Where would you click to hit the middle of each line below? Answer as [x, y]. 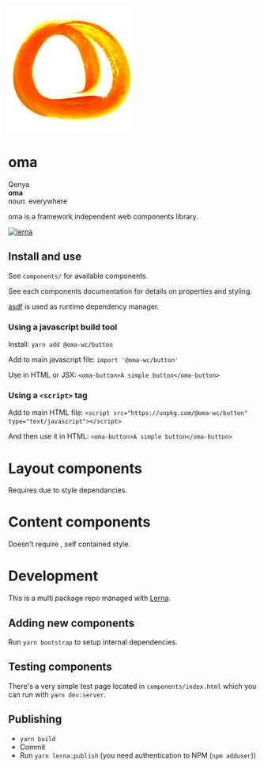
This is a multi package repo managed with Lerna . [90, 598]
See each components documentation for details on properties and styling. [130, 291]
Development [53, 576]
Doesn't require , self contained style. [69, 544]
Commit [32, 747]
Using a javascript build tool [63, 327]
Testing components [60, 667]
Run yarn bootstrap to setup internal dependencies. [93, 642]
